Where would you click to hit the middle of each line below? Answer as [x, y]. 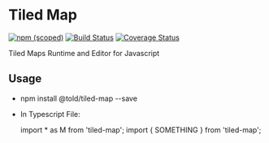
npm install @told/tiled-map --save [79, 98]
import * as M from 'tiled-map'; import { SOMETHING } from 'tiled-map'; [141, 130]
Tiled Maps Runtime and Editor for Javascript [84, 53]
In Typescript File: [50, 114]
